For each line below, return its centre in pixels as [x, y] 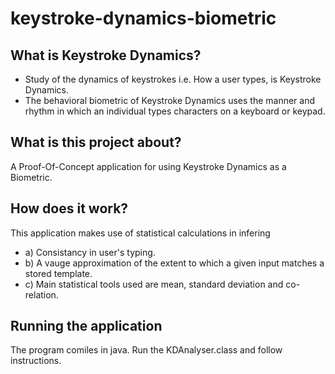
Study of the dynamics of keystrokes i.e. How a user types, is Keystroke [173, 79]
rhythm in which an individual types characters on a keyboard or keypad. [175, 111]
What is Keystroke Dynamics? [106, 55]
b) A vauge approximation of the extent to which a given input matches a [174, 263]
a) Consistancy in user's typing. [90, 252]
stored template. [58, 273]
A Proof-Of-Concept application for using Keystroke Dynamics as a [148, 166]
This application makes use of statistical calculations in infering [140, 233]
